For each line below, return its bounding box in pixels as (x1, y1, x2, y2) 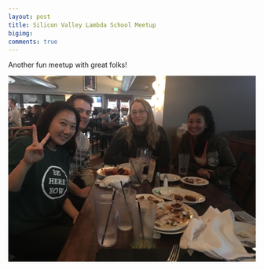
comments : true (8, 38, 58, 46)
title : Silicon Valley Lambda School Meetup (8, 20, 156, 29)
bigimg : (8, 29, 34, 37)
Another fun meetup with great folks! (8, 60, 127, 70)
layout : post (8, 13, 51, 20)
